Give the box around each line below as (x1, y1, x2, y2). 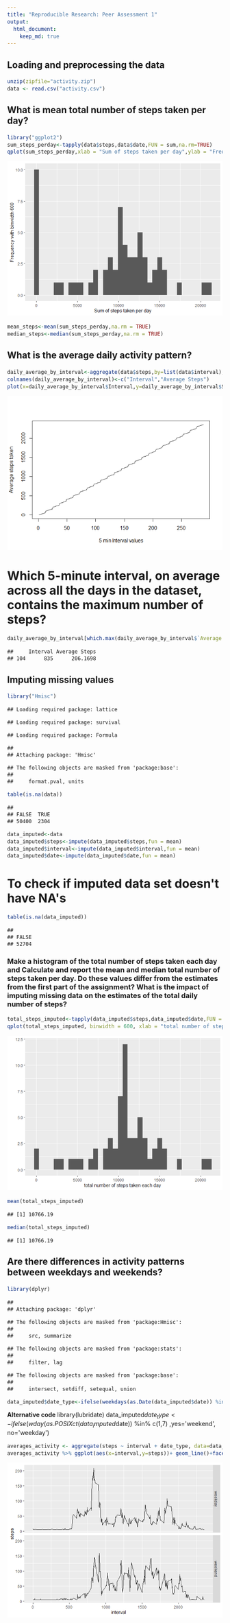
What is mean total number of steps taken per (7, 104, 207, 116)
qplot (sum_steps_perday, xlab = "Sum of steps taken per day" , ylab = (7, 148, 207, 156)
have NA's (7, 890, 66, 905)
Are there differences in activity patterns (7, 1256, 185, 1268)
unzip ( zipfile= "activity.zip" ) (7, 78, 97, 85)
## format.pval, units (7, 778, 84, 785)
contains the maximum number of (7, 597, 204, 613)
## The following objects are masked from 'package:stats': (7, 1345, 183, 1352)
